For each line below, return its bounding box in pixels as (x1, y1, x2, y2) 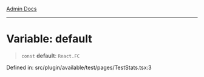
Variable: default (6, 32, 92, 46)
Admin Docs (6, 5, 37, 12)
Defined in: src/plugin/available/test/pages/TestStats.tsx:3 (6, 64, 152, 71)
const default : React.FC (21, 52, 80, 59)
